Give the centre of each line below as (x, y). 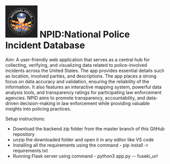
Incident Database (45, 45)
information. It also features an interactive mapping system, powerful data (83, 87)
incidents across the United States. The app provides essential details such (85, 70)
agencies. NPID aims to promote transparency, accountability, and (75, 98)
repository (24, 134)
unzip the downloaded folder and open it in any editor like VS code (83, 139)
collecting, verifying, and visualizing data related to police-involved (76, 65)
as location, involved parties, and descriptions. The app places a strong (81, 76)
